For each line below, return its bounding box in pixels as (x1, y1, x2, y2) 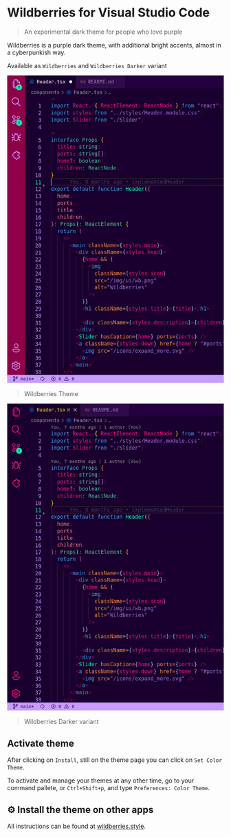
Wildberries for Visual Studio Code (7, 5, 210, 21)
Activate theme (7, 737, 74, 749)
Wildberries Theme (23, 389, 79, 397)
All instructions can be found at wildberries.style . (7, 822, 146, 831)
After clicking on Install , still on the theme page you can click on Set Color (7, 756, 222, 764)
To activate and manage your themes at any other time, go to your (7, 776, 195, 785)
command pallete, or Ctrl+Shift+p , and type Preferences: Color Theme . (7, 784, 210, 792)
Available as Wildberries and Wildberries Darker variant (7, 61, 167, 70)
